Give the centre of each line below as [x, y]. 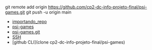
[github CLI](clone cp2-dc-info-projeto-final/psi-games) [68, 42]
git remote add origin [26, 7]
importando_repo [29, 22]
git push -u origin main [49, 12]
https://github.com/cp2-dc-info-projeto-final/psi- [97, 7]
